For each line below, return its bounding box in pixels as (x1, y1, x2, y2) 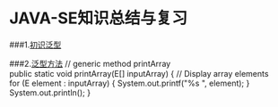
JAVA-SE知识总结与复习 (9, 8, 188, 29)
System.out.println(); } (9, 86, 91, 98)
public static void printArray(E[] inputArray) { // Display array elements (9, 68, 269, 78)
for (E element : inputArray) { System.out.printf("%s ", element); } (9, 78, 250, 88)
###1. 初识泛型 (9, 39, 62, 50)
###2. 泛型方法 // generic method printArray (9, 58, 171, 69)
